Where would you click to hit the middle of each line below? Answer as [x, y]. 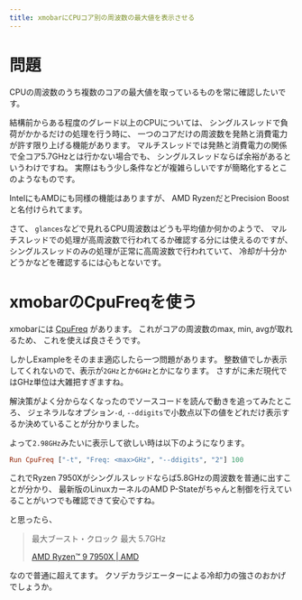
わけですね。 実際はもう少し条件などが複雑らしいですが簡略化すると [152, 167]
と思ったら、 [33, 520]
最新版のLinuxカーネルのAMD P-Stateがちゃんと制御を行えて [171, 489]
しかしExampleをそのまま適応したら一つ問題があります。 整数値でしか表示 [148, 359]
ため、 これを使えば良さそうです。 [81, 340]
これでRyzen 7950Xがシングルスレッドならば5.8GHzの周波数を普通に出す [146, 478]
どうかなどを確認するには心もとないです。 [88, 262]
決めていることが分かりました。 [84, 423]
